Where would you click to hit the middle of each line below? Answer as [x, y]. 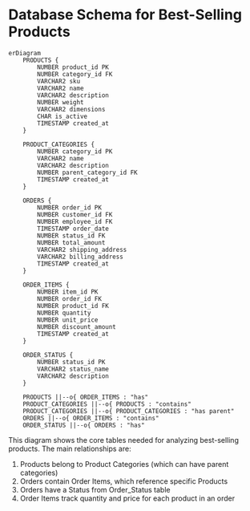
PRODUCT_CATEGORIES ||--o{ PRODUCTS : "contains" [107, 404]
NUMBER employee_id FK [75, 221]
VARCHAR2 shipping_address [82, 249]
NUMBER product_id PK [73, 67]
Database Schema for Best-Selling [125, 15]
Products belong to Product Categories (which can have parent [124, 464]
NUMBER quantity [64, 313]
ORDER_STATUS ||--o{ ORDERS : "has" [84, 425]
